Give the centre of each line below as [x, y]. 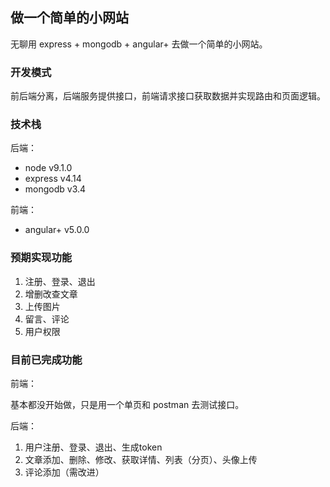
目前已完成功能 [46, 360]
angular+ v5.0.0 [57, 230]
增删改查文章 [51, 294]
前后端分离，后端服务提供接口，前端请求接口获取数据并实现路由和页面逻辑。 [168, 96]
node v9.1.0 [48, 168]
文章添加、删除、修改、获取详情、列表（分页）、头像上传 [141, 459]
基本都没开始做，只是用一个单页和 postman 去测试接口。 [127, 404]
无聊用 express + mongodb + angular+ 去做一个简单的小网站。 [139, 44]
